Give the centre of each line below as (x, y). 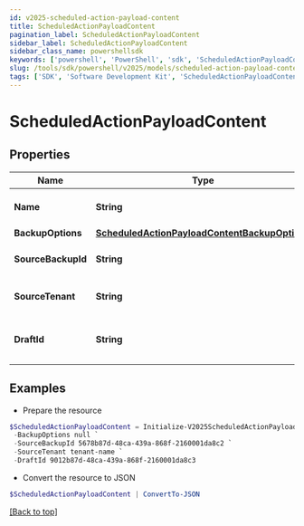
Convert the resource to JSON (79, 477)
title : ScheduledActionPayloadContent (82, 26)
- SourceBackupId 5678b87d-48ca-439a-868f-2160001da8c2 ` (123, 444)
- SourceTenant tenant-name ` (68, 452)
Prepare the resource (62, 410)
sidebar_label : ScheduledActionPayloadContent (99, 43)
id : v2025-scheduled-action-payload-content (95, 18)
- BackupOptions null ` (56, 435)
